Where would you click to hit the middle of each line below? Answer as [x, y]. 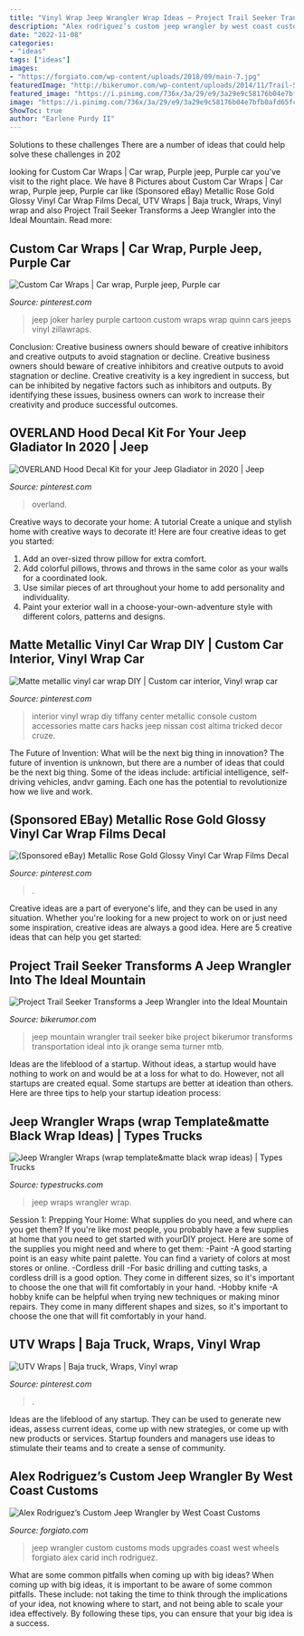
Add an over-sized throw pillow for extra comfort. [114, 558]
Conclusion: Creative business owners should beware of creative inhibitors [149, 346]
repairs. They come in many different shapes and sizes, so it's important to [149, 1307]
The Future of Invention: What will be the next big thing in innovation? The [147, 752]
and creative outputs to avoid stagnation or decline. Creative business [140, 356]
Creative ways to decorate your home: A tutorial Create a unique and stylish [151, 521]
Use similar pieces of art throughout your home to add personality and [153, 587]
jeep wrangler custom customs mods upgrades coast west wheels [155, 1547]
